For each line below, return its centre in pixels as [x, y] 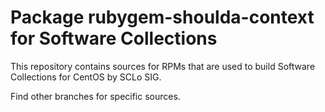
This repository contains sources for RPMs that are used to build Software [163, 66]
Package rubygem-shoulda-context [162, 17]
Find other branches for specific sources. [95, 96]
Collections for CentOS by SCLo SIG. [86, 77]
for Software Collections [114, 38]
